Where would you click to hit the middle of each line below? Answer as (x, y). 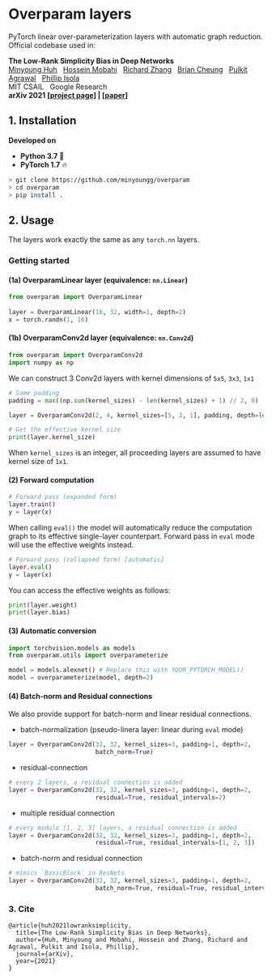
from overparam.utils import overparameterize (88, 656)
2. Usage (31, 220)
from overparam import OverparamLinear (76, 297)
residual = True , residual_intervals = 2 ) (161, 797)
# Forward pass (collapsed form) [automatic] (86, 560)
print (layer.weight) (43, 605)
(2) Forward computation (51, 479)
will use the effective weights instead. (71, 544)
